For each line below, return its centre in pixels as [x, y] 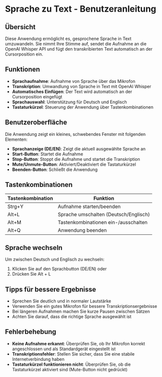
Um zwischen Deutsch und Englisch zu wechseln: [55, 260]
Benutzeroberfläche [36, 123]
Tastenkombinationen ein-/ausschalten [103, 223]
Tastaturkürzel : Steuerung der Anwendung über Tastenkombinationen [83, 107]
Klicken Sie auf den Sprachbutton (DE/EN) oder [59, 269]
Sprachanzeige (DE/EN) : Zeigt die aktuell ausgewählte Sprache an [79, 149]
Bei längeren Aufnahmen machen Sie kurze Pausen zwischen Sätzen [81, 311]
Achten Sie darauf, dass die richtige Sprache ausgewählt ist [72, 317]
